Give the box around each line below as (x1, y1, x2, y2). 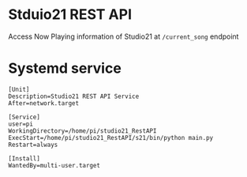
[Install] (8, 154, 41, 163)
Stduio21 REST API (8, 6, 133, 24)
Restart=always (8, 141, 58, 149)
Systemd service (8, 59, 122, 77)
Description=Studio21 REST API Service (8, 92, 140, 100)
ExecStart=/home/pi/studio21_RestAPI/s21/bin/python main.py (8, 134, 214, 141)
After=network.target (8, 99, 80, 107)
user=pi (8, 120, 34, 128)
